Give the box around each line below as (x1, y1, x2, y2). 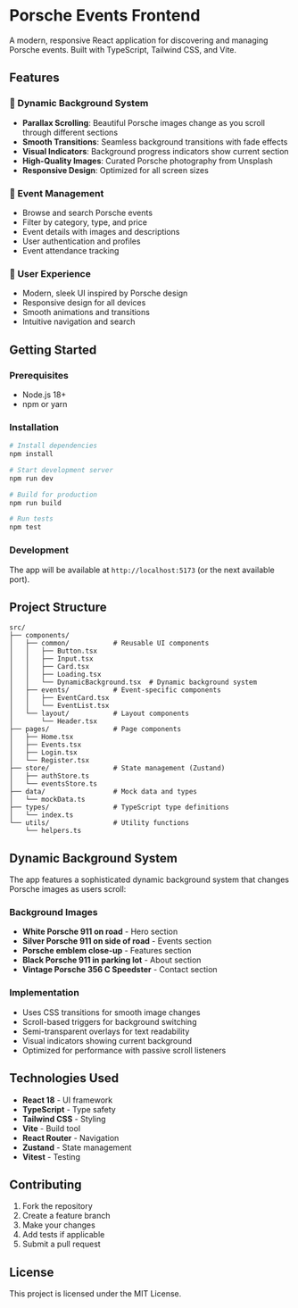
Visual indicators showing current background (21, 1035, 193, 1046)
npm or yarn (21, 398, 68, 409)
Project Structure (9, 599, 107, 614)
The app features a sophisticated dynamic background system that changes (9, 874, 290, 885)
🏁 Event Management (9, 187, 104, 199)
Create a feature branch (21, 1211, 111, 1221)
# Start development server (9, 465, 114, 474)
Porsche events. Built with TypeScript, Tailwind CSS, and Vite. (9, 44, 237, 54)
